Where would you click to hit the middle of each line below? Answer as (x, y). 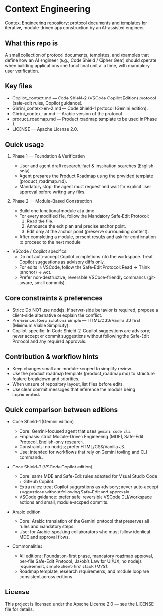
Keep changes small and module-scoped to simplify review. (72, 368)
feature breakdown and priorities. (46, 379)
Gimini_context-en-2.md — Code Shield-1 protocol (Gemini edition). (80, 108)
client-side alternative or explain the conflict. (57, 315)
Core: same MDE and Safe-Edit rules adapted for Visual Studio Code (88, 476)
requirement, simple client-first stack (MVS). (64, 566)
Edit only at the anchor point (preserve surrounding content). (88, 232)
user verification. (22, 71)
